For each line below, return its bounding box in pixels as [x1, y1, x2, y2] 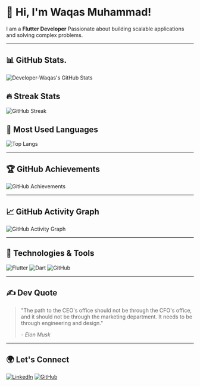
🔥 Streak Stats [6, 91, 61, 102]
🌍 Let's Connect [6, 355, 70, 365]
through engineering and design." [20, 319, 104, 326]
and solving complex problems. [6, 31, 83, 38]
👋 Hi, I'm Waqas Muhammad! [6, 5, 152, 19]
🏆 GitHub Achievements [6, 164, 100, 174]
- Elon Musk [20, 331, 51, 338]
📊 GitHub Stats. [6, 55, 67, 65]
